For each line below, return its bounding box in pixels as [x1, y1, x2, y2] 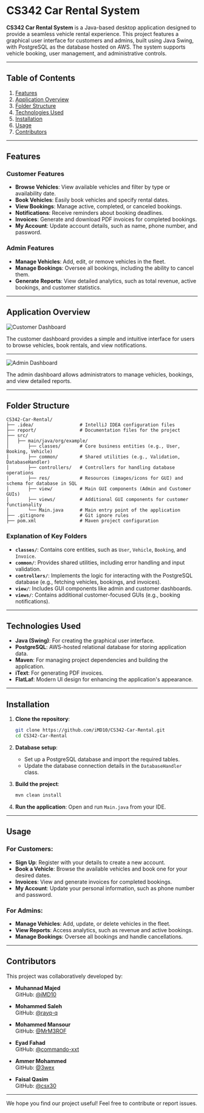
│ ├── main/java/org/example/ [6, 438, 88, 444]
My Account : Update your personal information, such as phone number [15, 884, 195, 892]
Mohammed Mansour [15, 1020, 71, 1028]
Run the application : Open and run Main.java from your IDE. [15, 803, 166, 810]
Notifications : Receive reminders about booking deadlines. [15, 209, 164, 217]
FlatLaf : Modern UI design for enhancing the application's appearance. [15, 676, 193, 683]
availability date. [15, 190, 56, 197]
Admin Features [6, 244, 55, 253]
